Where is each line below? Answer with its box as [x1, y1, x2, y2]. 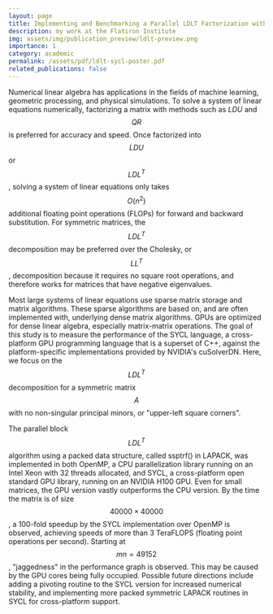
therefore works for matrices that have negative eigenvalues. [8, 280, 213, 290]
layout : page [8, 11, 53, 20]
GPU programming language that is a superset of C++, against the [37, 338, 260, 348]
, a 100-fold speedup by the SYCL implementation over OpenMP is [8, 519, 231, 529]
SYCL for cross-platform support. [8, 596, 120, 606]
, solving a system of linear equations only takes [8, 182, 170, 192]
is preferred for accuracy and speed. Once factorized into [8, 129, 201, 139]
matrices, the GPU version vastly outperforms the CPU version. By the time [8, 485, 260, 494]
